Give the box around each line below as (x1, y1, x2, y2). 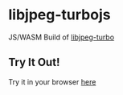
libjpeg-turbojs (8, 6, 111, 24)
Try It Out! (8, 56, 60, 69)
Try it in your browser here (8, 76, 96, 86)
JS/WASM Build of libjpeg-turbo (8, 32, 115, 42)
